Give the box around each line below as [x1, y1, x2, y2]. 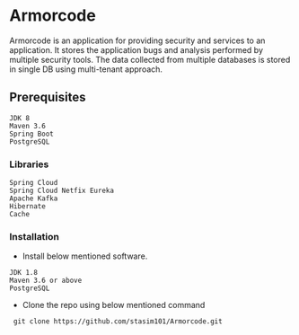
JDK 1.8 [9, 269, 39, 278]
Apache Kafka [9, 194, 58, 203]
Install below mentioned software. [22, 251, 148, 261]
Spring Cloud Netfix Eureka [9, 186, 115, 196]
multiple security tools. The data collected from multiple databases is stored [9, 54, 291, 65]
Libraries [9, 158, 49, 171]
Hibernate [9, 202, 47, 211]
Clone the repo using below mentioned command [22, 300, 206, 311]
